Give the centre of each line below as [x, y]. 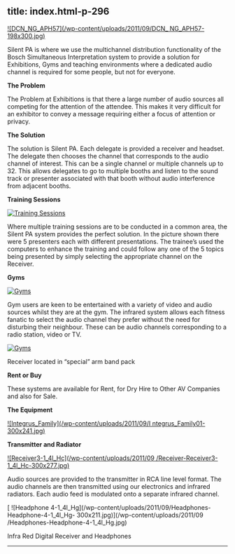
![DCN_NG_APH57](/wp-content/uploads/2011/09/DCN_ [88, 28]
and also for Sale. [33, 396]
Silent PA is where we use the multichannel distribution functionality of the [114, 49]
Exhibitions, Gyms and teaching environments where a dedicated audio [110, 64]
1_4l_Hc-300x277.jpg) [38, 465]
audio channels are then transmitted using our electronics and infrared [109, 486]
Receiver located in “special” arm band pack [71, 361]
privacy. [19, 121]
